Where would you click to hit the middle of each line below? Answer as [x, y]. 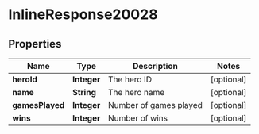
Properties [35, 44]
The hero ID [130, 79]
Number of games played [155, 105]
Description [155, 66]
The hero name [137, 92]
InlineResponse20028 [83, 15]
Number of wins [138, 118]
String [85, 92]
